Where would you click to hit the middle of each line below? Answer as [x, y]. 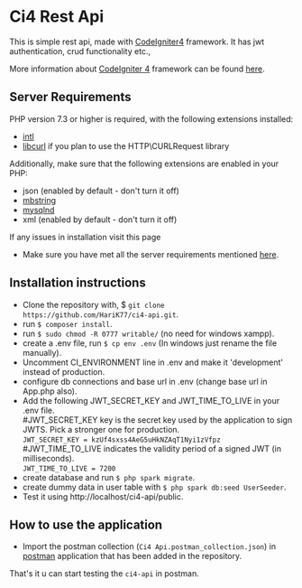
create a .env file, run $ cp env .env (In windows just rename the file [150, 343]
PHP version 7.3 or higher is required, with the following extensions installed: [151, 118]
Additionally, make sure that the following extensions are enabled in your [144, 163]
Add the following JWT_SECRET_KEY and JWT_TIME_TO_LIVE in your [151, 400]
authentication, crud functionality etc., [80, 51]
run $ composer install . [67, 323]
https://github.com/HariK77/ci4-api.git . [100, 314]
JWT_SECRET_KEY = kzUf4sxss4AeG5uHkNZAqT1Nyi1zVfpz [121, 440]
